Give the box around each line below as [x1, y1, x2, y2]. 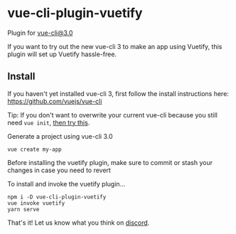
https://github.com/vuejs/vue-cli [7, 97, 102, 105]
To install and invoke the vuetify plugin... [7, 179, 126, 188]
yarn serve [7, 206, 40, 213]
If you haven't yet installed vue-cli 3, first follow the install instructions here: [7, 89, 230, 97]
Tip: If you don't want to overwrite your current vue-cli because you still [7, 110, 218, 119]
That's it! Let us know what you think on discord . [7, 218, 150, 227]
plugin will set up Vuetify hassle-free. [7, 50, 117, 58]
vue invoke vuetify [7, 199, 65, 207]
